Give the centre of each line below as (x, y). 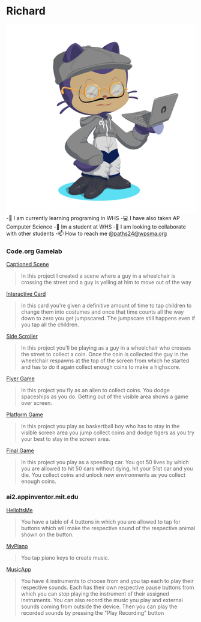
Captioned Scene (28, 265)
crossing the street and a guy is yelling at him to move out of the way (106, 283)
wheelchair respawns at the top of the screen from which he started (105, 360)
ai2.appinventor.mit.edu (42, 497)
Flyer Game (20, 378)
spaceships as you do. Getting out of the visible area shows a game (105, 396)
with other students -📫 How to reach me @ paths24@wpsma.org (87, 233)
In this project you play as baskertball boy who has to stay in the (100, 426)
